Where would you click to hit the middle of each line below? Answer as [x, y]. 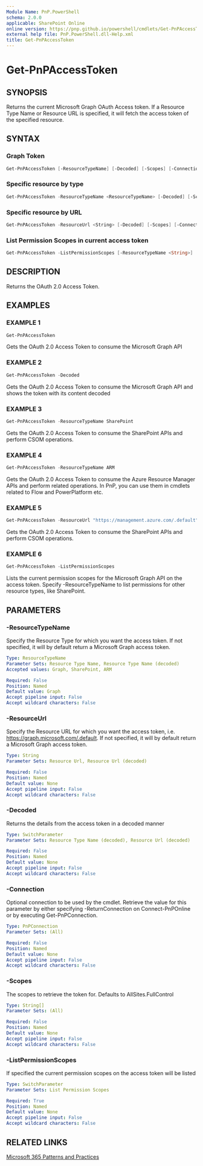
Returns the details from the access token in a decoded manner [85, 823]
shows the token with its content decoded [58, 393]
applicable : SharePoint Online [46, 23]
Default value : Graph [34, 691]
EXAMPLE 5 [24, 508]
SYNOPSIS [27, 92]
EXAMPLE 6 [24, 554]
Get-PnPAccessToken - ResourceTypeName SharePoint [70, 421]
